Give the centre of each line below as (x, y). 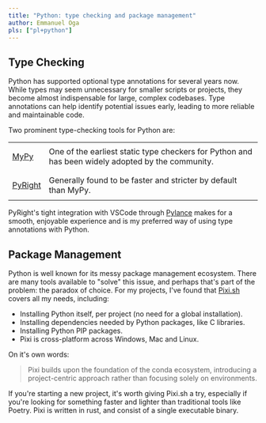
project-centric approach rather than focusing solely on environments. (142, 378)
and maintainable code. (46, 115)
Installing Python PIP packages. (71, 330)
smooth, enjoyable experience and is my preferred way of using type (121, 221)
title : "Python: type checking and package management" (102, 15)
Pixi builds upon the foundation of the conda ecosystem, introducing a (142, 370)
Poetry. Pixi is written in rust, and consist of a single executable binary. (123, 410)
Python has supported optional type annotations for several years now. (124, 81)
